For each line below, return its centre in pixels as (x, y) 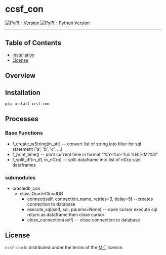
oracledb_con (26, 188)
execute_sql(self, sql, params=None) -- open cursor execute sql (92, 209)
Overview (21, 76)
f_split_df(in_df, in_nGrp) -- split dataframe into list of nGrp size (76, 160)
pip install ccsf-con (27, 104)
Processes (22, 119)
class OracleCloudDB (41, 193)
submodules (21, 177)
